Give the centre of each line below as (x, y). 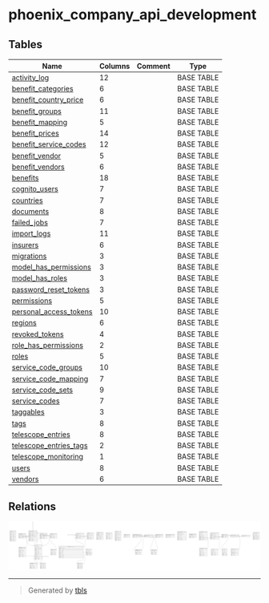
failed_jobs (30, 223)
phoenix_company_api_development (132, 15)
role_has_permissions (48, 345)
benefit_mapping (40, 122)
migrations (29, 256)
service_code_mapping (50, 378)
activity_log (30, 77)
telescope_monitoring (48, 457)
